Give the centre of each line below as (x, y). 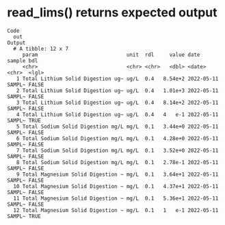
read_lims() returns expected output (112, 13)
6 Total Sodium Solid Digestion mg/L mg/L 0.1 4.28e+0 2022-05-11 (117, 138)
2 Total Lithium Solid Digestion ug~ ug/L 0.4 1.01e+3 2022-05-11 (117, 90)
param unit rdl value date (111, 55)
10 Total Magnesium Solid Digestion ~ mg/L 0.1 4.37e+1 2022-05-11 (116, 186)
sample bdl (23, 61)
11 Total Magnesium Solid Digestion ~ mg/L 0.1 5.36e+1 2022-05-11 (116, 198)
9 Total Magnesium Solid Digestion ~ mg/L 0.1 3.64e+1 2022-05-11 (117, 174)
